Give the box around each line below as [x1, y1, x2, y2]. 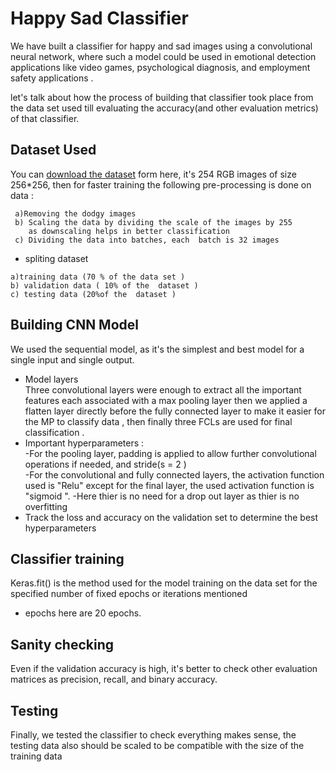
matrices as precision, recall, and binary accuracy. [10, 673, 218, 686]
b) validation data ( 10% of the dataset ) [10, 280, 199, 291]
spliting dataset [24, 252, 89, 264]
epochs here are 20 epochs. [24, 607, 142, 619]
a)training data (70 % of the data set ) [10, 272, 186, 282]
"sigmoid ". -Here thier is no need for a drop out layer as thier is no [24, 490, 300, 502]
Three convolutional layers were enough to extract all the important [24, 383, 302, 396]
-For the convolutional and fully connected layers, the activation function [24, 468, 325, 481]
